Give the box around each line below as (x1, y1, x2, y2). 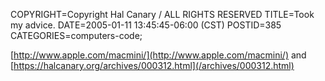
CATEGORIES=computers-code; (10, 30, 143, 41)
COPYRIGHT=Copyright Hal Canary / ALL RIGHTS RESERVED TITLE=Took (10, 9, 315, 20)
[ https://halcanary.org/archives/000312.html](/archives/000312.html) (10, 60, 295, 71)
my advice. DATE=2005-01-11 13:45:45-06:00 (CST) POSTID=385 (10, 19, 282, 31)
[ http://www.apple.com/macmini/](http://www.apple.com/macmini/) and (10, 49, 307, 61)
